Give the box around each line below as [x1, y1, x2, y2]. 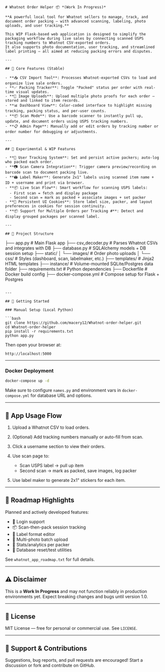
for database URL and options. [30, 392, 92, 398]
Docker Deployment [5, 367, 54, 374]
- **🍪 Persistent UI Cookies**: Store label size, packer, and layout [5, 199, 153, 204]
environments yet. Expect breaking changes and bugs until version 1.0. [5, 593, 148, 599]
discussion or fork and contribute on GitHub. [5, 663, 95, 669]
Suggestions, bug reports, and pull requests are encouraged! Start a [5, 657, 143, 663]
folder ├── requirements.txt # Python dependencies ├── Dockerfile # [5, 266, 148, 272]
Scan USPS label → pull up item [19, 462, 84, 468]
